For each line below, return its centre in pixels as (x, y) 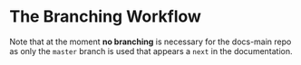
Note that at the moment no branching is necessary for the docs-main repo (150, 42)
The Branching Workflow (106, 17)
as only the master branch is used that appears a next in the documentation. (151, 51)
